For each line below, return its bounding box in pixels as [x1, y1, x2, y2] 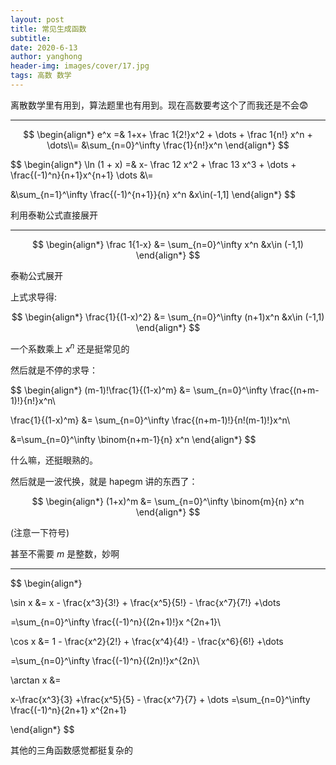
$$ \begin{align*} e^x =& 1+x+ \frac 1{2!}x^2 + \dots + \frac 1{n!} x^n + [23, 128, 313, 140]
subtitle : [10, 33, 52, 43]
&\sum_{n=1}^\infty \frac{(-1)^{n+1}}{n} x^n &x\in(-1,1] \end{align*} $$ [10, 188, 297, 200]
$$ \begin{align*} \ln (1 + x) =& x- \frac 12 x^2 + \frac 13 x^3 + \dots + [10, 158, 297, 170]
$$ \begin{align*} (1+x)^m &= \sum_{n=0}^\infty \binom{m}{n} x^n [31, 495, 305, 507]
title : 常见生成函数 [10, 24, 87, 34]
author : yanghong [10, 52, 83, 62]
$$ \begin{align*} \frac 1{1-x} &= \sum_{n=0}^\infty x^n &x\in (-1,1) [32, 238, 304, 250]
